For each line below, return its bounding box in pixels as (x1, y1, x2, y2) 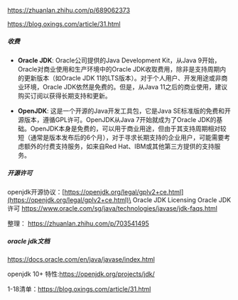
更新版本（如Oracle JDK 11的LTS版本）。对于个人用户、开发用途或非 (23, 74, 222, 82)
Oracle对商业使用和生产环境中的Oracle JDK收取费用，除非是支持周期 (17, 65, 220, 73)
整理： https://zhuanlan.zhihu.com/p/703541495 (7, 219, 149, 228)
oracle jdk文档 (7, 237, 50, 245)
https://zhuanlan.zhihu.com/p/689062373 (7, 6, 130, 14)
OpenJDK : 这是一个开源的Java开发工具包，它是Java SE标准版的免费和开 (17, 106, 231, 115)
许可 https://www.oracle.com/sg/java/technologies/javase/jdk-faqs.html (7, 204, 218, 212)
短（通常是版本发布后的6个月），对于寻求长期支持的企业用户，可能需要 (17, 133, 225, 141)
